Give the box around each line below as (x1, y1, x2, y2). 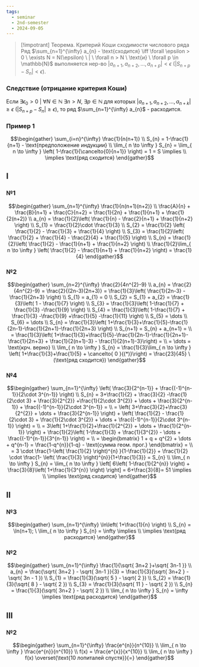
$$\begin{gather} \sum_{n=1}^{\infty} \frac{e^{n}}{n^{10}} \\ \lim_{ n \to (12, 642, 187, 649)
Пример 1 (6, 122, 35, 130)
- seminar (11, 14, 36, 20)
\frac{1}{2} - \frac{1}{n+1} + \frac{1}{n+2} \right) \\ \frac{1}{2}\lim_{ (28, 240, 191, 247)
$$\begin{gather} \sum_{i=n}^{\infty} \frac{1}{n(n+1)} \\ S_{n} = (10, 136, 165, 143)
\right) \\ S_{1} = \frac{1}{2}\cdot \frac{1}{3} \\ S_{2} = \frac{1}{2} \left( (14, 221, 185, 228)
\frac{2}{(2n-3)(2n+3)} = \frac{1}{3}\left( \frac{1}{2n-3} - (46, 288, 185, 295)
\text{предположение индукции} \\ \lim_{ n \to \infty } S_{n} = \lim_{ (25, 141, 192, 149)
